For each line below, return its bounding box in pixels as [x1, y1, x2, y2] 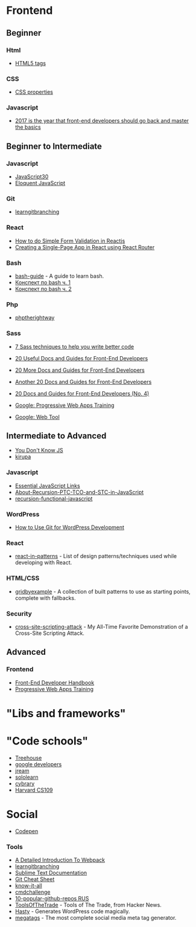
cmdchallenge [14, 888, 51, 896]
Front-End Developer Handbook [14, 678, 95, 686]
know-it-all [14, 882, 42, 889]
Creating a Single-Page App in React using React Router [14, 243, 155, 251]
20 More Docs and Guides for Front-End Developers [14, 366, 145, 374]
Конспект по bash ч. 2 [14, 285, 72, 293]
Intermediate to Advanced [6, 431, 107, 441]
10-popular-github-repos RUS [14, 894, 89, 902]
